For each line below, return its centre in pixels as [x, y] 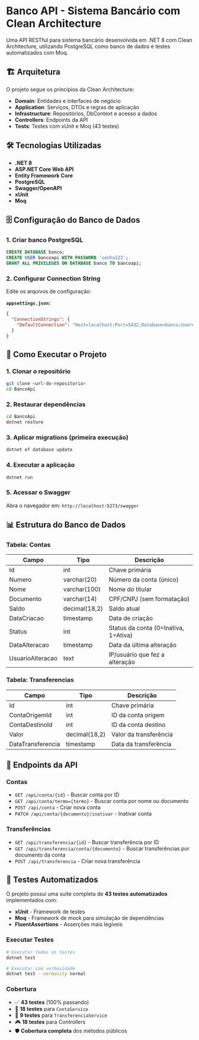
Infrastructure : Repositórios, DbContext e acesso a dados [86, 113]
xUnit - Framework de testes [50, 912]
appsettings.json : [28, 303]
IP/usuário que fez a [137, 655]
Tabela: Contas [28, 545]
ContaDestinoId [31, 725]
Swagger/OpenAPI [38, 188]
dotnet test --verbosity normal [46, 974]
